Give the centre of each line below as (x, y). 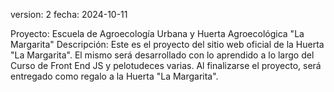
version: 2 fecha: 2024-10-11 (69, 14)
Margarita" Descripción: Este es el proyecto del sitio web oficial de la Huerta (167, 44)
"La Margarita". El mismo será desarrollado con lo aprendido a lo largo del (162, 55)
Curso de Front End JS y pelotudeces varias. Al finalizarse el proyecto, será (166, 65)
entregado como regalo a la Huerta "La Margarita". (114, 76)
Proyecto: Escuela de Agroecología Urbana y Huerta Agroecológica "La (157, 33)
